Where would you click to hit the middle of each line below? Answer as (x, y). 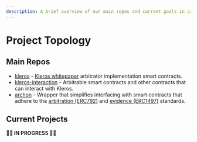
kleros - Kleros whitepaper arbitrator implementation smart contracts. (98, 76)
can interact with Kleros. (44, 88)
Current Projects (37, 120)
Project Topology (49, 40)
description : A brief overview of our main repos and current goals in (95, 11)
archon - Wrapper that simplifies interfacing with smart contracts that (98, 95)
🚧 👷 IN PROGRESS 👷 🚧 (31, 133)
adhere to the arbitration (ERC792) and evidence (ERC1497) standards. (100, 101)
